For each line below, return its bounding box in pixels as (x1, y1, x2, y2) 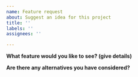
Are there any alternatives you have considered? (6, 64, 130, 72)
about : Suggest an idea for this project (6, 14, 112, 20)
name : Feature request (6, 8, 63, 15)
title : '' (6, 20, 31, 26)
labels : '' (6, 25, 34, 32)
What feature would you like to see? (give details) (6, 53, 132, 60)
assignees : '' (6, 31, 42, 37)
